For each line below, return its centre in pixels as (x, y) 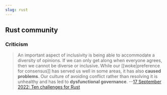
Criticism (17, 44)
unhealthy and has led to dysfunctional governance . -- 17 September (90, 82)
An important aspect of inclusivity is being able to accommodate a (86, 55)
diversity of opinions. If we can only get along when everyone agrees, (90, 60)
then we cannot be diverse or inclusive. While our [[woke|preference (89, 66)
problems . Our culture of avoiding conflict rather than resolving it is (88, 76)
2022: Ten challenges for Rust (49, 87)
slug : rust (17, 10)
